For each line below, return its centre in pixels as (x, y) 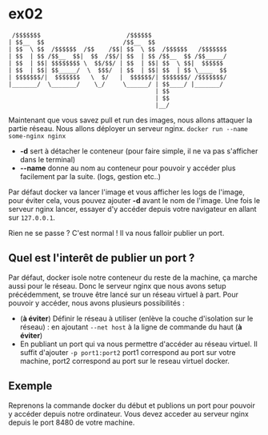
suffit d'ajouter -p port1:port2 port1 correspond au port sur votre (128, 352)
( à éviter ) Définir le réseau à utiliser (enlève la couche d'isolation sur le (136, 318)
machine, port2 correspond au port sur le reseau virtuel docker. (125, 361)
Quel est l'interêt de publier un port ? (102, 258)
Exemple (30, 386)
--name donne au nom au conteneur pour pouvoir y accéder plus (128, 168)
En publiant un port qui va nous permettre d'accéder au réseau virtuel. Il (138, 344)
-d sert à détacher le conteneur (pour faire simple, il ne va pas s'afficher (139, 151)
